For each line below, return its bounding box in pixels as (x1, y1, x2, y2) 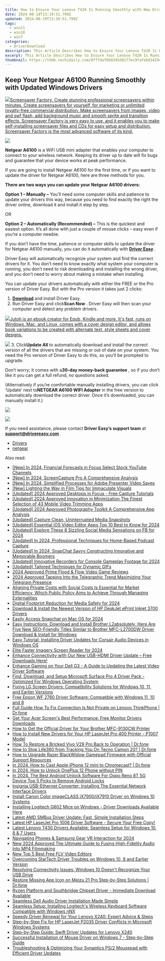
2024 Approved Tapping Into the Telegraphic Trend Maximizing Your (12, 574, 151, 580)
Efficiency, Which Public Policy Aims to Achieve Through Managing (12, 590, 148, 596)
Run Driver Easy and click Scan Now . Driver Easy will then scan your (12, 301, 151, 307)
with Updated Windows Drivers (5, 83, 103, 91)
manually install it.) (5, 398, 43, 404)
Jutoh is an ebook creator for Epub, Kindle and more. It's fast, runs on (10, 316, 151, 322)
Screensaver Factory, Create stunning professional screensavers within (10, 97, 155, 103)
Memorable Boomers (12, 553, 55, 559)
